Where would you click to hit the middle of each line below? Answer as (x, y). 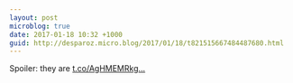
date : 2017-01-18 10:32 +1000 (66, 34)
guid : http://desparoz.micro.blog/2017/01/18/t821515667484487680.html (146, 43)
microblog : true (40, 26)
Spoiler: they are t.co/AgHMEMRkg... (78, 69)
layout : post (34, 18)
